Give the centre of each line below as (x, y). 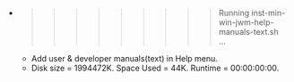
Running (234, 13)
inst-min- (268, 13)
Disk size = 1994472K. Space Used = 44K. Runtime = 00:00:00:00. (155, 68)
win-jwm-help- (246, 22)
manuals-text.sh (249, 32)
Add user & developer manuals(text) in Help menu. (124, 58)
